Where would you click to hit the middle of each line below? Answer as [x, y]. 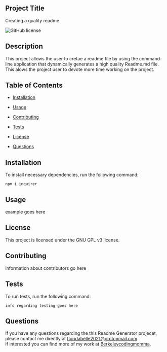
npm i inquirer [21, 184]
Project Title [25, 8]
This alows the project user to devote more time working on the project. [80, 69]
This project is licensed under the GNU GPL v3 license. [62, 240]
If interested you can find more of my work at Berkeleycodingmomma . [78, 344]
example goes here [25, 212]
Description [24, 46]
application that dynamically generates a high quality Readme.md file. [87, 64]
